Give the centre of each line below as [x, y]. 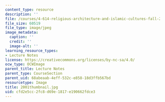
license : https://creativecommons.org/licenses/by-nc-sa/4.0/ [70, 60]
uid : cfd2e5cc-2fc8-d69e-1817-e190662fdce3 [50, 92]
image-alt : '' [24, 46]
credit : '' [21, 42]
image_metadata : [22, 32]
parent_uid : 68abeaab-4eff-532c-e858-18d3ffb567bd [58, 78]
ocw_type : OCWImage [25, 64]
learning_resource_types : [31, 51]
